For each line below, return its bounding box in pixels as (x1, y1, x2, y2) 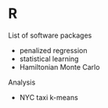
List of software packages (8, 31, 92, 40)
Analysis (8, 77, 36, 87)
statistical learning (19, 54, 79, 63)
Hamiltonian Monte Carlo (19, 62, 100, 71)
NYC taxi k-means (19, 92, 78, 102)
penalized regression (19, 45, 88, 55)
